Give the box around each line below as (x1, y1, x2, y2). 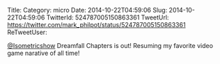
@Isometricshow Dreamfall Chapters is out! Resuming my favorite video (7, 42, 214, 49)
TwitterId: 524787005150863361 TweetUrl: (46, 13, 169, 22)
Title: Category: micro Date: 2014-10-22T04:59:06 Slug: (7, 6, 168, 14)
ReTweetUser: (7, 28, 47, 36)
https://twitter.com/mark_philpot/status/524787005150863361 (7, 21, 186, 29)
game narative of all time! (7, 49, 80, 57)
